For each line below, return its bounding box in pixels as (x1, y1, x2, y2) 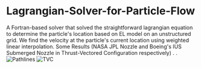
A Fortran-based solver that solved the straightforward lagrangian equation (6, 24, 193, 31)
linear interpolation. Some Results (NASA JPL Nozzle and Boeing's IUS (6, 43, 182, 50)
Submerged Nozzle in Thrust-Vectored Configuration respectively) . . (6, 49, 178, 56)
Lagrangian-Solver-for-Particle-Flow (6, 4, 195, 18)
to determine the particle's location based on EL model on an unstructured (6, 30, 191, 37)
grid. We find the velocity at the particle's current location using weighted (6, 36, 190, 44)
